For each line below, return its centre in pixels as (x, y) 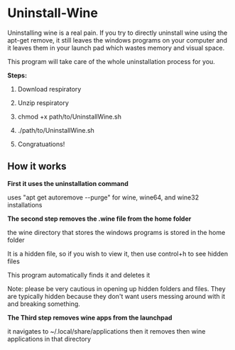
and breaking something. (44, 304)
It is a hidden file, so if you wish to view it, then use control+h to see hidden (118, 253)
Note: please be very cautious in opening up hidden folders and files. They (116, 288)
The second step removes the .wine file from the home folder (99, 219)
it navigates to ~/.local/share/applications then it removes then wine (106, 331)
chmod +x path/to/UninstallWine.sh (70, 116)
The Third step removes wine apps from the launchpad (90, 317)
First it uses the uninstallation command (68, 183)
